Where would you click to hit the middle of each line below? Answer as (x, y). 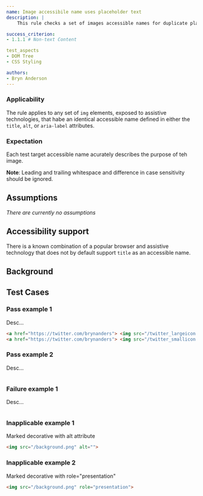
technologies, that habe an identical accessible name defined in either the (98, 119)
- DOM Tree (20, 56)
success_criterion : (31, 34)
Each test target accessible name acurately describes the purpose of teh (97, 154)
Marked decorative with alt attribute (51, 436)
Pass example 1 (29, 309)
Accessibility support (48, 231)
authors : (17, 73)
